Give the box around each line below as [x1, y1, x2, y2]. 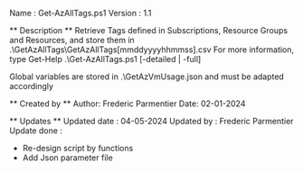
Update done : [9, 125, 63, 136]
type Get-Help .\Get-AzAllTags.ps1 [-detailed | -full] [9, 54, 202, 64]
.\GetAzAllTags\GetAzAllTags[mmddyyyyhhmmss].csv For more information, [9, 44, 295, 55]
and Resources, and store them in [9, 35, 136, 45]
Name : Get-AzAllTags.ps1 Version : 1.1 [9, 8, 152, 18]
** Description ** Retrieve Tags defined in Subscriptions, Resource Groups [9, 25, 288, 35]
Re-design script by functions [22, 143, 134, 153]
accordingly [9, 81, 54, 91]
